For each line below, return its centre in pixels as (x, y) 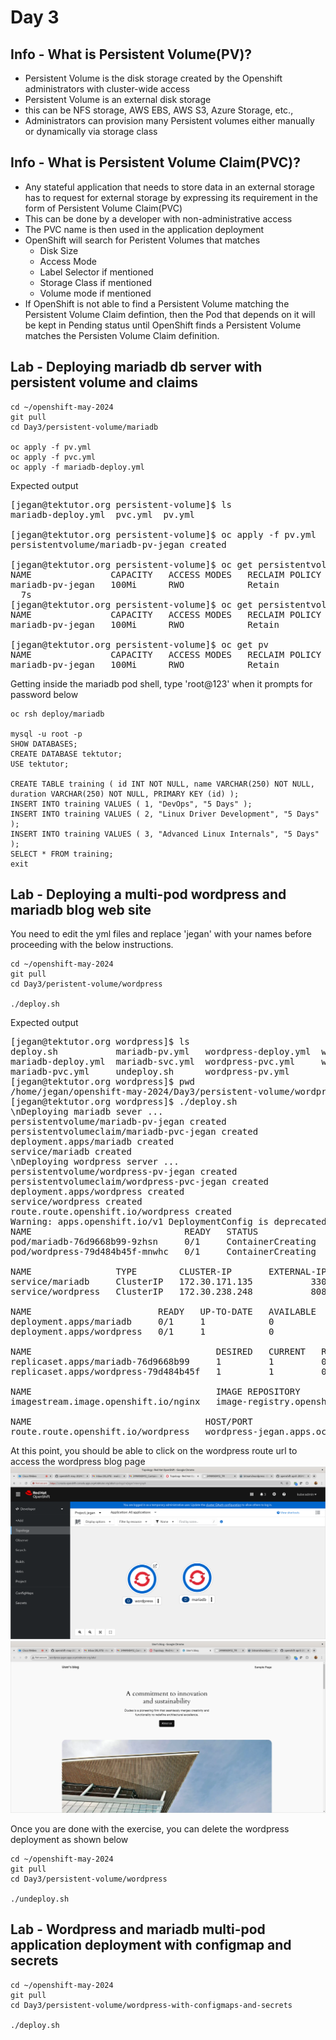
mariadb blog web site (81, 910)
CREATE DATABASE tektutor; (66, 754)
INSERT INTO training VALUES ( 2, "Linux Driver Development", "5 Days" (165, 814)
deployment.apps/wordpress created (97, 1192)
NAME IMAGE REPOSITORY (155, 1392)
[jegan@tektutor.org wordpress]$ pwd (103, 1082)
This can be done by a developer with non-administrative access (158, 218)
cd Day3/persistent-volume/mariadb (84, 427)
